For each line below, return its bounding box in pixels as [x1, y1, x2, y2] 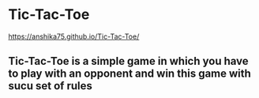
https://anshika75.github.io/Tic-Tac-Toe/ [8, 32, 140, 41]
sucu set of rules [8, 79, 92, 92]
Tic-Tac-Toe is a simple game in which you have [8, 55, 249, 68]
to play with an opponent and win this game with [8, 67, 251, 81]
